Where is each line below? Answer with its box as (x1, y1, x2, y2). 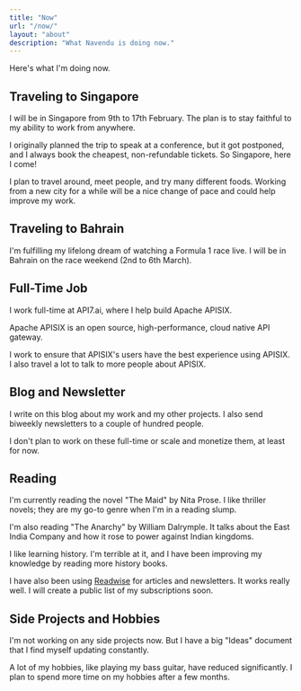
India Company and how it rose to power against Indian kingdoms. (9, 531, 254, 542)
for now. (9, 445, 40, 456)
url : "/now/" (9, 22, 58, 31)
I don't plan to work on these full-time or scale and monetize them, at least (9, 435, 286, 446)
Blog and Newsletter (9, 385, 126, 400)
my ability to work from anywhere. (9, 122, 137, 133)
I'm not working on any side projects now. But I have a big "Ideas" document (9, 635, 293, 646)
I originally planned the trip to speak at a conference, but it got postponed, (9, 140, 285, 151)
